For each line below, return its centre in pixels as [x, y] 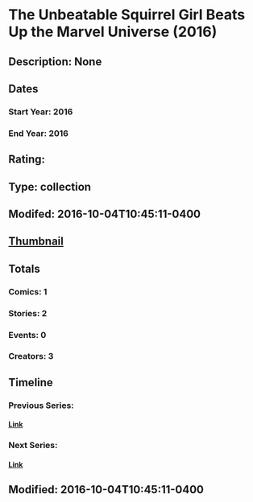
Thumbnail [36, 242]
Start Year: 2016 [41, 112]
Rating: [27, 160]
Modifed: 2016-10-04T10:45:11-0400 [105, 214]
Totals [24, 268]
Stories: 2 [28, 313]
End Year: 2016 [38, 133]
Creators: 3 [31, 356]
